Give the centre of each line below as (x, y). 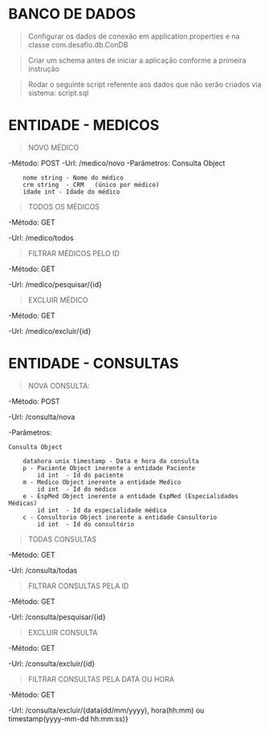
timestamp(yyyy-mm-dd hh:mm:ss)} (68, 718)
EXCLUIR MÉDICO (58, 300)
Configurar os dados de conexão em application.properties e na (134, 36)
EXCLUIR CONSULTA (63, 632)
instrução (44, 68)
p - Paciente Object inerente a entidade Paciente (109, 468)
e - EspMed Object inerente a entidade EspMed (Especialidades (131, 496)
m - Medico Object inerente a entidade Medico (102, 482)
